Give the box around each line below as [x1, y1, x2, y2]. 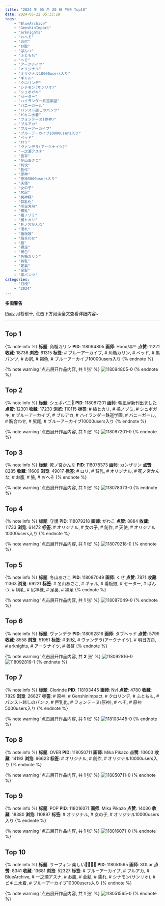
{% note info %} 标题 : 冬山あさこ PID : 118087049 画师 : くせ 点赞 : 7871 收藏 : [5, 574, 158, 580]
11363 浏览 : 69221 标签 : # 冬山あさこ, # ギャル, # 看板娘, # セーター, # [5, 581, 146, 587]
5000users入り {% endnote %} [5, 705, 68, 711]
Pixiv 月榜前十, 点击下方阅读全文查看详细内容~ [5, 311, 99, 316]
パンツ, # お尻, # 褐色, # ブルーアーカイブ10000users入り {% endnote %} [5, 356, 154, 362]
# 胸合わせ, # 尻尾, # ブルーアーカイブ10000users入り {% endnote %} [5, 418, 146, 424]
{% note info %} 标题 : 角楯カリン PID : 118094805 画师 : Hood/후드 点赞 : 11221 [5, 343, 160, 349]
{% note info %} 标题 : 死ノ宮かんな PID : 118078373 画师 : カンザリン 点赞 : [5, 462, 153, 468]
